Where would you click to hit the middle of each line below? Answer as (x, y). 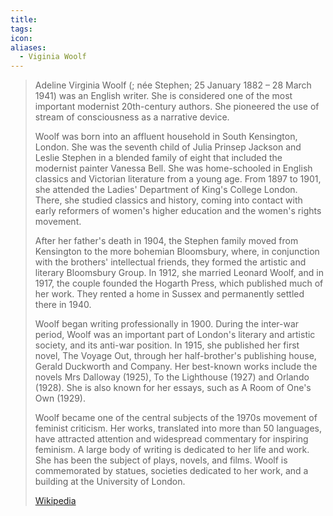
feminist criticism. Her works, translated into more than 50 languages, (178, 428)
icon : (21, 38)
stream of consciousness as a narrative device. (132, 117)
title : (24, 19)
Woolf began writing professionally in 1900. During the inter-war (167, 324)
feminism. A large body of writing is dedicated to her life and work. (172, 450)
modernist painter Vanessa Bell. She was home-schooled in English (173, 168)
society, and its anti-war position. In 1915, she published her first (167, 345)
